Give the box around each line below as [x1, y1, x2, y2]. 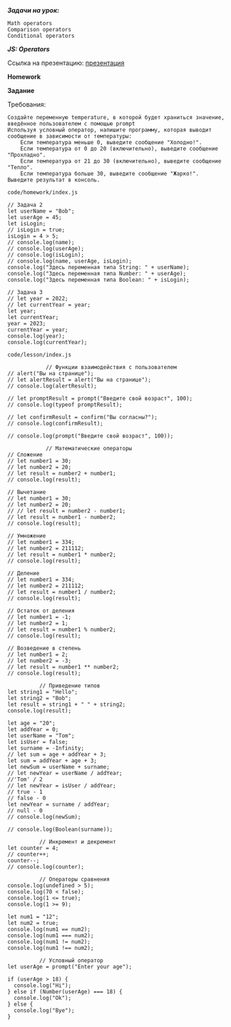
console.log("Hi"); [14, 982, 72, 989]
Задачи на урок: [7, 6, 59, 14]
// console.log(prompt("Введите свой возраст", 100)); [7, 432, 174, 440]
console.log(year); [7, 333, 66, 340]
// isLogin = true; [7, 226, 66, 233]
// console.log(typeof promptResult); [7, 401, 123, 408]
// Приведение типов [38, 682, 101, 689]
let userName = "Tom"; [7, 732, 75, 739]
